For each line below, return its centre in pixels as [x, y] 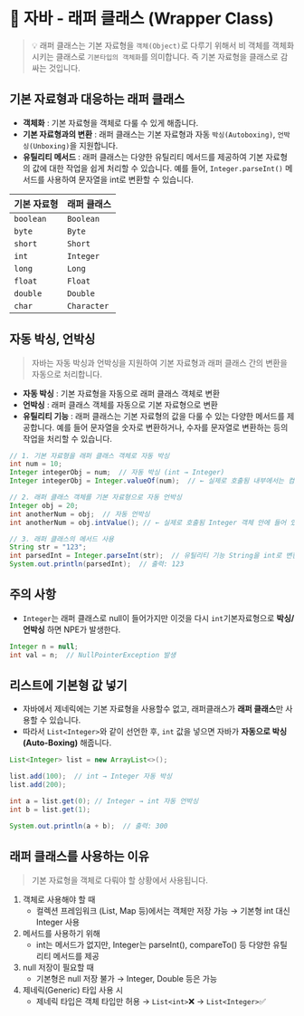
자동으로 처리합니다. [66, 374]
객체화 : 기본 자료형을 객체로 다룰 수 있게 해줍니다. [110, 122]
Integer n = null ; [44, 647]
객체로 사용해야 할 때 [59, 899]
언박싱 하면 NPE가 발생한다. [71, 629]
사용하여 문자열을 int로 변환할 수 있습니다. [120, 179]
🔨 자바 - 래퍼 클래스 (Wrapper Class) [142, 19]
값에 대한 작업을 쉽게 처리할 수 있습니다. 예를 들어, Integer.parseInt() [157, 168]
